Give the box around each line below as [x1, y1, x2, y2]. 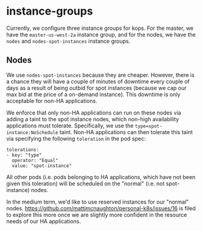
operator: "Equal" [12, 157, 59, 163]
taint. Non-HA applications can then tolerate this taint [59, 128, 193, 135]
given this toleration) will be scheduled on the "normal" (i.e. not [6, 180, 165, 187]
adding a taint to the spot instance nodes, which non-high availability [6, 115, 179, 123]
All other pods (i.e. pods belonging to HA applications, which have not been [6, 173, 196, 180]
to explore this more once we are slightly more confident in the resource [6, 211, 187, 218]
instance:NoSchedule [6, 129, 59, 135]
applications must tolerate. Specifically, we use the [6, 122, 134, 129]
